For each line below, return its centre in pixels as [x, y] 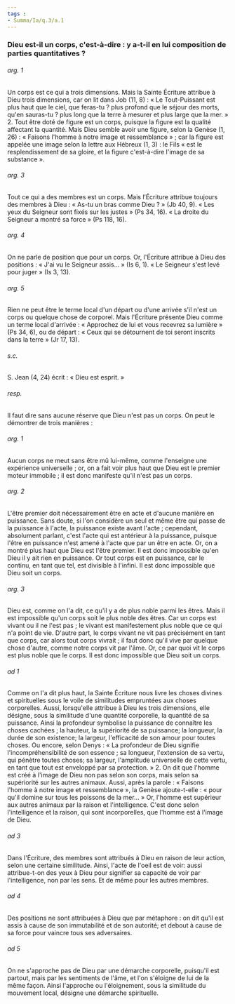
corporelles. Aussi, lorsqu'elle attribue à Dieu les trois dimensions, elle [109, 708]
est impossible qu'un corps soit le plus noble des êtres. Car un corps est [112, 618]
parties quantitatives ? [47, 53]
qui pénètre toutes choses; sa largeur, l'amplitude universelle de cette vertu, [117, 760]
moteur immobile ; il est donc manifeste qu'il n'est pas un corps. [100, 475]
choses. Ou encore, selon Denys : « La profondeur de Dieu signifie [103, 745]
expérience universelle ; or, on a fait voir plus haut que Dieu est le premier [114, 468]
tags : [17, 14]
